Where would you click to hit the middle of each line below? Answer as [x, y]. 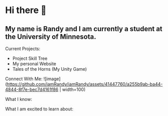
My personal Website [34, 64]
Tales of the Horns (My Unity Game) [49, 69]
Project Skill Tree [30, 58]
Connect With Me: [24, 79]
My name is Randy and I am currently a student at [84, 29]
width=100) [74, 89]
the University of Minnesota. [51, 36]
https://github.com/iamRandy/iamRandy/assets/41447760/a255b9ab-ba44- [85, 84]
